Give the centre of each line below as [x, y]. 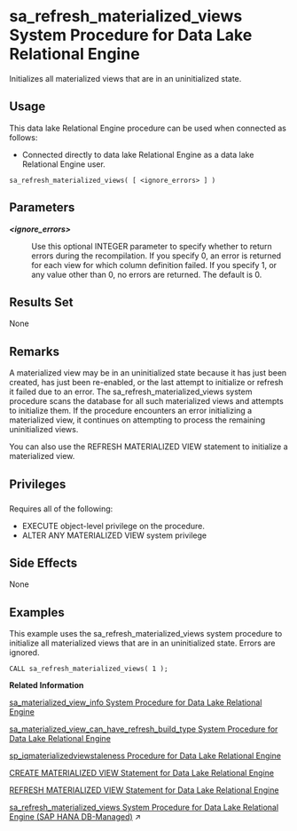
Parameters [42, 207]
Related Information [47, 685]
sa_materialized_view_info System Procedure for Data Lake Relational [136, 702]
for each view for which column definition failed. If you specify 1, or [154, 265]
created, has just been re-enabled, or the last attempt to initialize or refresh [146, 383]
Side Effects [43, 562]
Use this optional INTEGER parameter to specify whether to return [152, 246]
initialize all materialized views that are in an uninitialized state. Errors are [142, 643]
